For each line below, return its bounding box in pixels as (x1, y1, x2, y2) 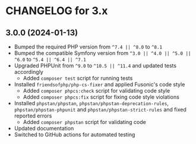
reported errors (14, 112, 52, 119)
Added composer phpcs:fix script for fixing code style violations (23, 93, 179, 100)
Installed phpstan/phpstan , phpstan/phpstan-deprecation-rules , (14, 100, 169, 107)
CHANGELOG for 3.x (5, 4, 108, 18)
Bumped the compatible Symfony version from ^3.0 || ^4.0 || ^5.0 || (14, 50, 191, 57)
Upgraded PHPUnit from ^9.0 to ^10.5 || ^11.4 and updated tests (14, 62, 176, 69)
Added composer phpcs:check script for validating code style (23, 87, 170, 94)
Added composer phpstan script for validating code (23, 119, 146, 125)
